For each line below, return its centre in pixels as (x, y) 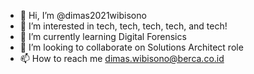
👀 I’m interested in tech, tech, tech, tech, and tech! (123, 26)
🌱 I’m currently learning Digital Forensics (103, 36)
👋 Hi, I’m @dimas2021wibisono (83, 15)
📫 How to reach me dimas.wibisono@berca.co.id (122, 58)
